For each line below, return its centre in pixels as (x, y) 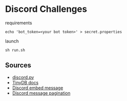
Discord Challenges (46, 9)
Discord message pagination (41, 93)
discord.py (23, 77)
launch (12, 41)
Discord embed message (38, 88)
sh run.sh (15, 50)
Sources (18, 65)
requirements (19, 23)
